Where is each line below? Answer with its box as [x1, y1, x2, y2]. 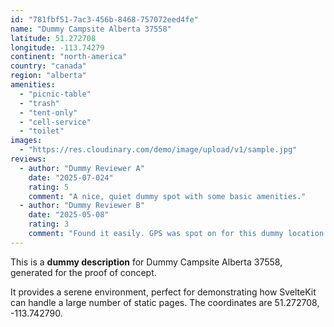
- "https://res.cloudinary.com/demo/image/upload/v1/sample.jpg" [19, 145, 298, 155]
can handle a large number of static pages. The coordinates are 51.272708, [10, 296, 320, 308]
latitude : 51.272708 [10, 33, 97, 43]
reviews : [10, 154, 47, 164]
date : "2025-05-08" [28, 210, 110, 220]
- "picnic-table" [19, 89, 92, 99]
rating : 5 [28, 182, 70, 192]
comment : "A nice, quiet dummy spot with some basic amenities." [28, 191, 307, 201]
